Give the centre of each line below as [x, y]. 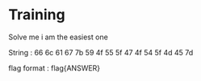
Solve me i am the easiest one [59, 37]
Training [37, 15]
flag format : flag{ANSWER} [54, 68]
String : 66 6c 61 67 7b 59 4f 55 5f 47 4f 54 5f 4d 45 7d [101, 52]
